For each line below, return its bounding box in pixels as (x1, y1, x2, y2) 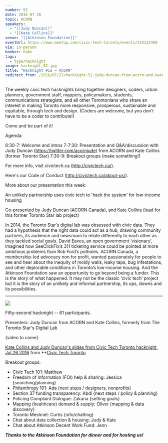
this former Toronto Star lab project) (5, 212, 79, 218)
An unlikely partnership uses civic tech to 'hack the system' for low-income (5, 192, 161, 198)
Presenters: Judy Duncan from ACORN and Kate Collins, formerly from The (5, 319, 160, 325)
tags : (5, 54, 16, 59)
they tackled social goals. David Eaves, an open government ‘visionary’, (5, 238, 152, 244)
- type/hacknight (9, 59, 46, 64)
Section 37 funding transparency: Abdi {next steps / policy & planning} (12, 390, 158, 396)
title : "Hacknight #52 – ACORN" (5, 68, 72, 73)
